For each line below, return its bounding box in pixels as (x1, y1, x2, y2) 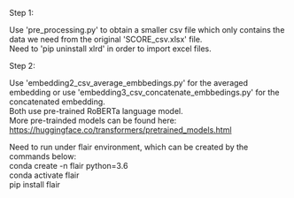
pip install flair (9, 179, 60, 189)
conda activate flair (9, 170, 80, 180)
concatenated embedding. (9, 96, 106, 107)
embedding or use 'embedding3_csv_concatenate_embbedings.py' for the (9, 88, 281, 97)
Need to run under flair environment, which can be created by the (9, 141, 249, 152)
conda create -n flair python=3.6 (9, 161, 128, 171)
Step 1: (9, 8, 34, 18)
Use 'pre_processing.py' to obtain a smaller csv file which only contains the (9, 25, 285, 34)
